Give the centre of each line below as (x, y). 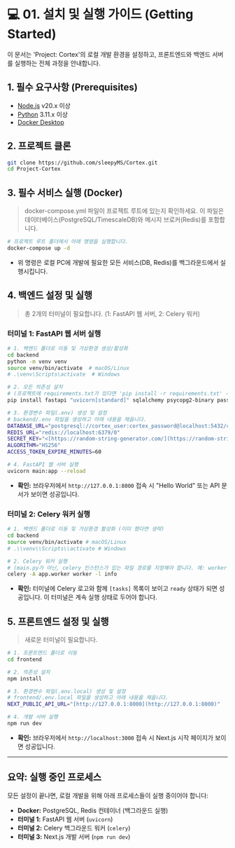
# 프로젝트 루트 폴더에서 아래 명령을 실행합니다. (68, 242)
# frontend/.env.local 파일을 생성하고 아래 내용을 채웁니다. (88, 698)
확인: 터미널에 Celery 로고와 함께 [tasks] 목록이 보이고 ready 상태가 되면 (117, 589)
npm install (24, 678)
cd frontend (24, 659)
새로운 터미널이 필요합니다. (61, 640)
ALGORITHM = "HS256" (34, 446)
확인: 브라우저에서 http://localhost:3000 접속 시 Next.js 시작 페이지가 (115, 737)
